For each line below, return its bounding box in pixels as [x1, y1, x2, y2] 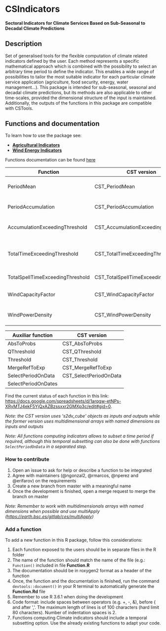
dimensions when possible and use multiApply [5, 508, 100, 514]
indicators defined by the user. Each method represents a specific [5, 58, 139, 64]
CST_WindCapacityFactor [94, 291, 155, 298]
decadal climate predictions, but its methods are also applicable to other [5, 89, 152, 95]
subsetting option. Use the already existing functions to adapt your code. [12, 620, 161, 626]
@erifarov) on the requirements [12, 477, 77, 483]
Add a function [5, 526, 41, 533]
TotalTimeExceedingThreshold [7, 250, 79, 257]
